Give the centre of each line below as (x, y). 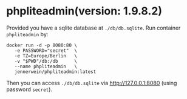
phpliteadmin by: (27, 34)
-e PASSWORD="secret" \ (46, 50)
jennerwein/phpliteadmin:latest (55, 72)
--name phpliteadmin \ (46, 66)
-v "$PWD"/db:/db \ (46, 61)
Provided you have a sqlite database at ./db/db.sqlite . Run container (93, 28)
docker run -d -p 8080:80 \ (42, 45)
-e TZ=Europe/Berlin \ (46, 56)
